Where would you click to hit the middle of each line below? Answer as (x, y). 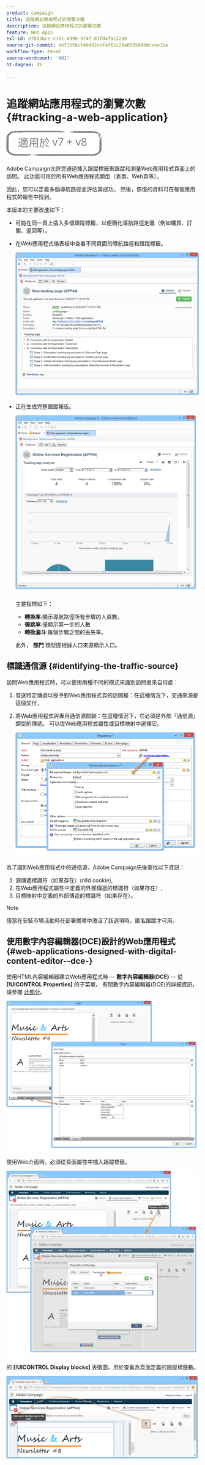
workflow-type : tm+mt (34, 52)
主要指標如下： (34, 604)
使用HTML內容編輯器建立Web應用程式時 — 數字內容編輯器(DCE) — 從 (95, 977)
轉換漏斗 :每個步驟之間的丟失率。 (65, 632)
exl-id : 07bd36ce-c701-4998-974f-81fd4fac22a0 (67, 39)
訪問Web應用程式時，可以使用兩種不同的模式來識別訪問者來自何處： (92, 682)
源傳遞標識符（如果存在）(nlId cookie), (64, 880)
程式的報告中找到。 (31, 197)
